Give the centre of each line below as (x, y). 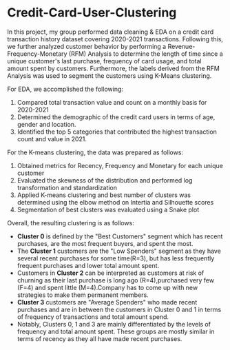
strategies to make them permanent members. (83, 295)
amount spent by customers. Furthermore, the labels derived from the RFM (114, 68)
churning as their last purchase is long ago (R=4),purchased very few (116, 280)
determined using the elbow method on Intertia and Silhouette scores (115, 202)
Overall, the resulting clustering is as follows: (71, 223)
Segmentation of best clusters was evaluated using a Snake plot (108, 209)
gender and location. (46, 124)
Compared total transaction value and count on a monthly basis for (112, 102)
